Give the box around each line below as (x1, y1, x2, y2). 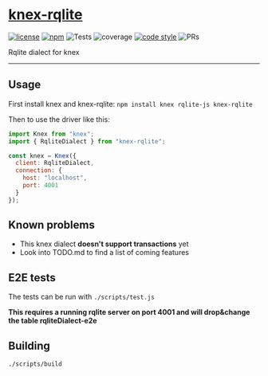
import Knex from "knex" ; (8, 130, 94, 138)
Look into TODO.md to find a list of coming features (19, 248, 190, 257)
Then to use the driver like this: (8, 114, 110, 124)
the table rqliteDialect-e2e (8, 316, 97, 326)
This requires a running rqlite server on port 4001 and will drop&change (8, 307, 250, 317)
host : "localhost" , (22, 174, 88, 182)
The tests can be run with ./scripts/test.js (8, 292, 156, 302)
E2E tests (8, 271, 56, 284)
